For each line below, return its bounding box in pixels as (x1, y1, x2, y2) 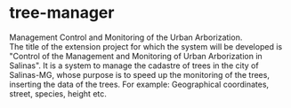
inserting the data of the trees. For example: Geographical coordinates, (9, 79, 270, 89)
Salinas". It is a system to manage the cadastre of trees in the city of (9, 60, 260, 71)
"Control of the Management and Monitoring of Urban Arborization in (9, 50, 263, 61)
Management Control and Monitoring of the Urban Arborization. (9, 32, 243, 42)
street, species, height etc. (9, 88, 107, 99)
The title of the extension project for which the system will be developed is (9, 41, 283, 51)
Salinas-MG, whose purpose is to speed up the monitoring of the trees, (9, 69, 270, 80)
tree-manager (9, 3, 115, 23)
